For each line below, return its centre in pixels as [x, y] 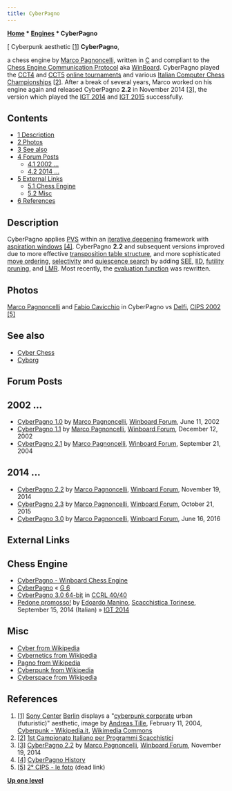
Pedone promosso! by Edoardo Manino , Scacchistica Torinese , [107, 603]
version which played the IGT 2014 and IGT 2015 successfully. [96, 97]
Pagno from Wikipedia [49, 663]
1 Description [36, 135]
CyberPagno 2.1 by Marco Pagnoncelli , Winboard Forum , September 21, [119, 444]
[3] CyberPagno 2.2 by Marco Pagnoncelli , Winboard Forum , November [119, 745]
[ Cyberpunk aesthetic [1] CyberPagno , [63, 46]
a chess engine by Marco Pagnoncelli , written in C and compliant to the [108, 60]
